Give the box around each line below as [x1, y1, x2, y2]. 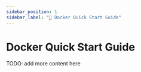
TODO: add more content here [6, 60, 81, 67]
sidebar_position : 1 [6, 8, 58, 15]
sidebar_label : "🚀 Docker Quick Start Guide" [6, 14, 121, 20]
